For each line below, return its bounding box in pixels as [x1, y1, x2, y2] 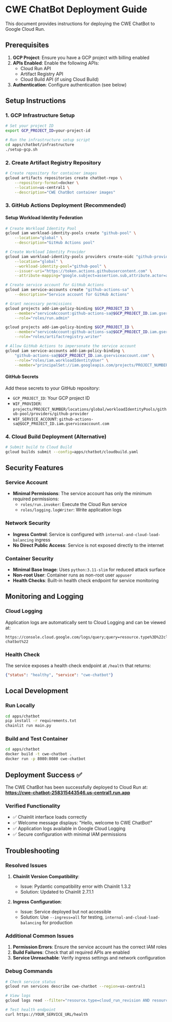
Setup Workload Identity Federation [5, 215, 83, 221]
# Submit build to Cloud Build [5, 444, 72, 450]
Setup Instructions [5, 96, 66, 105]
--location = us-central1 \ [14, 185, 70, 190]
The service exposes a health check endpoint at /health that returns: [5, 663, 151, 669]
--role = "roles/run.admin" [14, 315, 70, 321]
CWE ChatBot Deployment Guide [5, 4, 147, 15]
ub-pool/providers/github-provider [12, 411, 89, 416]
